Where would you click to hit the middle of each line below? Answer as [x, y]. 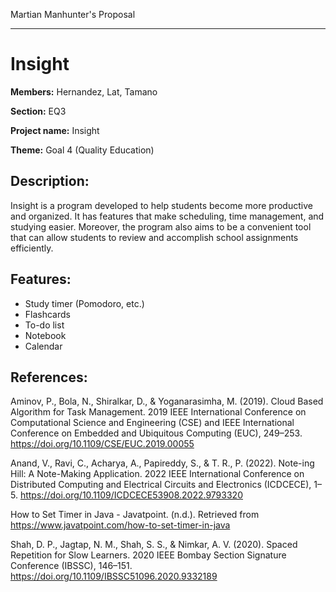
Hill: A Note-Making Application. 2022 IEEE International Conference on [157, 474]
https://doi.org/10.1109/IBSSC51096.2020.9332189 [114, 576]
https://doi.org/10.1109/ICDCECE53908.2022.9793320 [131, 495]
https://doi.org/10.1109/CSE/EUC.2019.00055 [102, 444]
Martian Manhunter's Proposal [73, 14]
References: [49, 377]
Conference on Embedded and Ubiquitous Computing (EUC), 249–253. [156, 433]
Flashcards [47, 314]
